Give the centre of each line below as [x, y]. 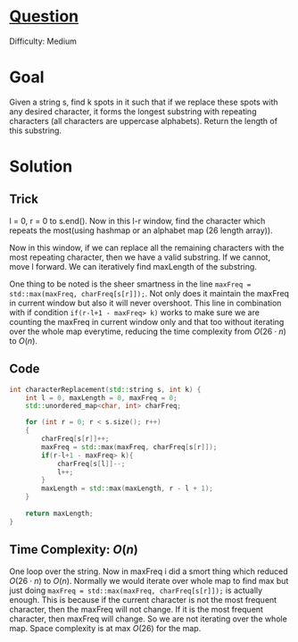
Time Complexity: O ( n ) [74, 550]
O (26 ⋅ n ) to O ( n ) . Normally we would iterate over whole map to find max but [149, 580]
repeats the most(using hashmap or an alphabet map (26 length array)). [141, 230]
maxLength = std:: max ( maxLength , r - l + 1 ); [128, 488]
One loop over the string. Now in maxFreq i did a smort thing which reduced [149, 571]
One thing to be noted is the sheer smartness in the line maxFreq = [130, 284]
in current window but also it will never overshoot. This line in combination [145, 303]
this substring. [36, 130]
